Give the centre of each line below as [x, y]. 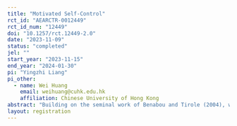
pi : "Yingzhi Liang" [38, 72]
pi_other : [22, 79]
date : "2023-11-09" [36, 40]
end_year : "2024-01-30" [42, 66]
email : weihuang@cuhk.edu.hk [63, 92]
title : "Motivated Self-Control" [56, 14]
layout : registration [39, 111]
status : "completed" [38, 46]
